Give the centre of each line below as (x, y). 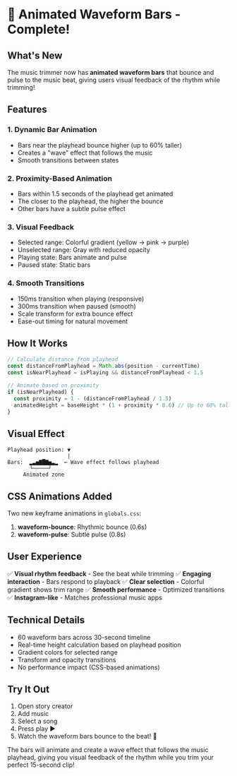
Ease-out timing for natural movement (73, 321)
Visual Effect (36, 434)
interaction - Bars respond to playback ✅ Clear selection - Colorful (106, 581)
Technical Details (46, 620)
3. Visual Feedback (41, 227)
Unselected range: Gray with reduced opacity (84, 250)
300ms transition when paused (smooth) (77, 306)
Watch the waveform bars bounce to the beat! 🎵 (87, 736)
